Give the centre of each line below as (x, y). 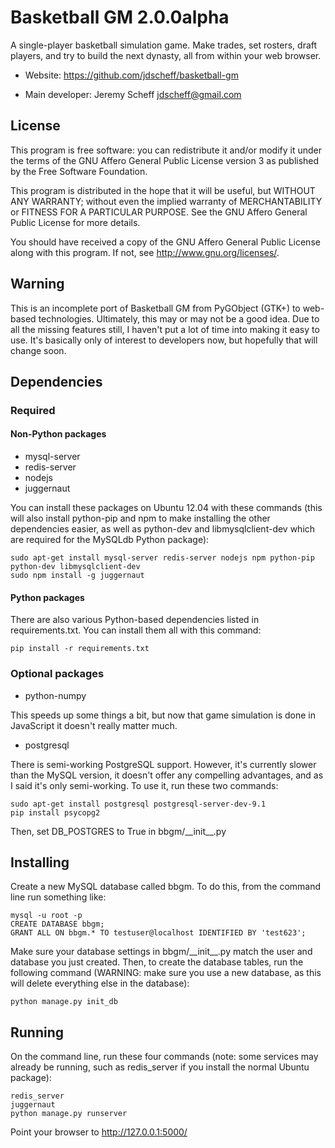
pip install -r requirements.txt (80, 649)
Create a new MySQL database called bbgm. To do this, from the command (166, 887)
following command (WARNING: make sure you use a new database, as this (166, 973)
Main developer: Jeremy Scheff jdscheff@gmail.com (133, 94)
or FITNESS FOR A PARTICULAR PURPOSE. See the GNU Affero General (159, 212)
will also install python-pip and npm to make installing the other (140, 518)
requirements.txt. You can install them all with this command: (136, 630)
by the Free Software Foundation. (79, 171)
